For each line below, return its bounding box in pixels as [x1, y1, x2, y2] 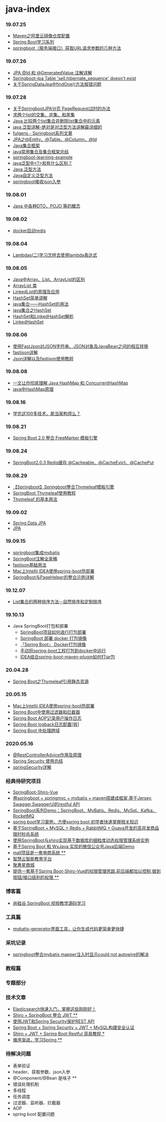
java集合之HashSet [12, 307, 52, 313]
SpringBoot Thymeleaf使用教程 [12, 490, 76, 496]
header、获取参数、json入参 [12, 1069, 70, 1075]
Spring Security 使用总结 [12, 758, 63, 764]
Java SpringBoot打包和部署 [12, 623, 68, 629]
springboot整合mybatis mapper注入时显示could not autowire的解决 [12, 951, 149, 958]
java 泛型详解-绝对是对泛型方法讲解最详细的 [12, 124, 102, 130]
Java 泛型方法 [12, 166, 41, 172]
